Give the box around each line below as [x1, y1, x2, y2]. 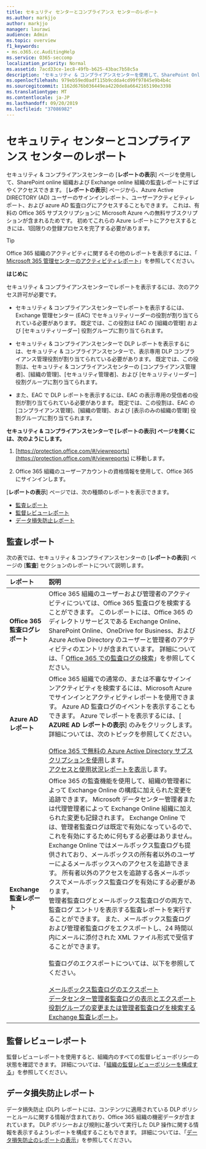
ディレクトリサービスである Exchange [48, 617, 158, 626]
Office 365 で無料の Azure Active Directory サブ [48, 747, 187, 755]
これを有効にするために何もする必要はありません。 [48, 832, 196, 840]
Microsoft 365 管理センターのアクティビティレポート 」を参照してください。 [6, 257, 198, 264]
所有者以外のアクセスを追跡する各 [61, 869, 161, 877]
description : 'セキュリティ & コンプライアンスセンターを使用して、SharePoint [6, 72, 189, 78]
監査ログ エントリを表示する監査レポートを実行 [48, 905, 186, 914]
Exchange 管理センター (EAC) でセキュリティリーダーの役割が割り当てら [15, 312, 199, 319]
